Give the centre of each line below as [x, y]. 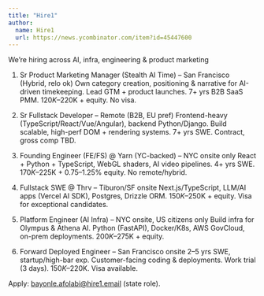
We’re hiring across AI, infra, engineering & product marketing [108, 60]
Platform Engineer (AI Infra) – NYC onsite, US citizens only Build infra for [137, 220]
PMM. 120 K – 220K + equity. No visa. [78, 100]
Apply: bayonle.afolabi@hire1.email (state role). [84, 283]
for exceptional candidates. [64, 205]
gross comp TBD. [48, 141]
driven [30, 92]
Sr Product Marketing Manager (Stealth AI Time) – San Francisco [125, 75]
